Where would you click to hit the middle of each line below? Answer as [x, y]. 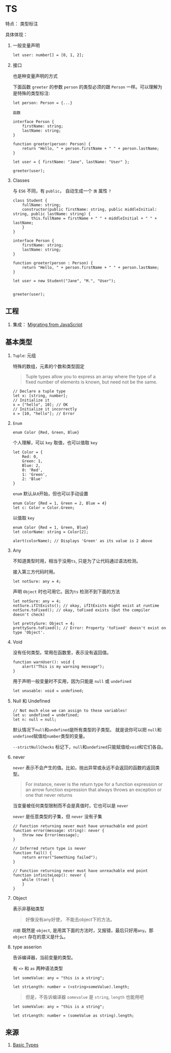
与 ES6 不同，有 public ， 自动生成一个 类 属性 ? [62, 191]
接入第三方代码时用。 [35, 572]
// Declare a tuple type [39, 391]
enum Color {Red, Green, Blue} [46, 432]
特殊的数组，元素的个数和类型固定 [48, 366]
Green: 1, [32, 461]
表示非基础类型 [28, 909]
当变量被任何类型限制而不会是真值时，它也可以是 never [70, 805]
